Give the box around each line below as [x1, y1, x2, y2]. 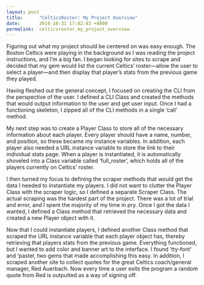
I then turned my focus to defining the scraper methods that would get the [6, 175, 193, 183]
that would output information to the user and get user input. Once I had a [6, 100, 192, 107]
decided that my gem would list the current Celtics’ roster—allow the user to [6, 62, 199, 70]
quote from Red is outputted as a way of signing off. [6, 272, 137, 279]
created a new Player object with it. [6, 214, 95, 222]
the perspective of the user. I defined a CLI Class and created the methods [6, 93, 194, 101]
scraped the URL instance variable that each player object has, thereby [6, 233, 185, 240]
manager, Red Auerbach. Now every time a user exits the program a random [6, 265, 199, 272]
